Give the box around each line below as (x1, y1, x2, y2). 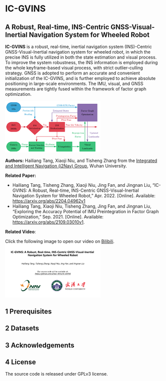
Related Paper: (5, 172, 36, 178)
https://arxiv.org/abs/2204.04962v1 (12, 198, 86, 204)
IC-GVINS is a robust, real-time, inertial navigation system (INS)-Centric (5, 44, 152, 50)
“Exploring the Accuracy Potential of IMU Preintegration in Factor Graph (12, 208, 159, 214)
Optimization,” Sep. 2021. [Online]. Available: (12, 214, 104, 220)
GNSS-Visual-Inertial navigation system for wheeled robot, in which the (5, 49, 151, 55)
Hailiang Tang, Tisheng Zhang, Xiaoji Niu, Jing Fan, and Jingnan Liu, (12, 182, 152, 188)
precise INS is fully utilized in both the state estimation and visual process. (5, 54, 157, 60)
